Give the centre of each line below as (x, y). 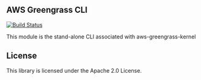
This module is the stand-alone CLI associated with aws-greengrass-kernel (101, 37)
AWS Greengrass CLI (47, 10)
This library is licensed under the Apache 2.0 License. (74, 70)
